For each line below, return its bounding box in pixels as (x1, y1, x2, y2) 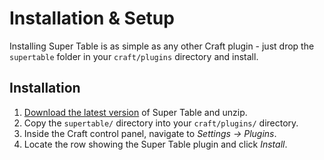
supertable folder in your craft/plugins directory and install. (9, 50, 259, 62)
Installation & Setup (9, 7, 175, 30)
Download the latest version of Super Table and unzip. (23, 106, 248, 118)
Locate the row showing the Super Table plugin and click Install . (23, 138, 288, 150)
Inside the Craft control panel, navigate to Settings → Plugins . (23, 127, 277, 139)
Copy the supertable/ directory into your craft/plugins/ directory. (23, 117, 299, 129)
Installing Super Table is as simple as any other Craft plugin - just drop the (9, 40, 315, 52)
